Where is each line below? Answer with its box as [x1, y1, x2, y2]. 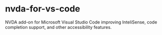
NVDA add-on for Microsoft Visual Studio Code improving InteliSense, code [5, 19, 158, 25]
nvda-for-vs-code [5, 3, 80, 14]
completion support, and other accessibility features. [5, 24, 112, 30]
